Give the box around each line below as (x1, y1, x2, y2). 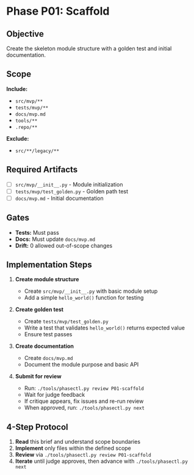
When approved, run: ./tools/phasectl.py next (24, 404, 145, 411)
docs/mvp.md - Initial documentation (15, 194, 104, 202)
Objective (6, 29, 45, 39)
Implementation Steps (6, 260, 93, 270)
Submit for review (15, 373, 62, 380)
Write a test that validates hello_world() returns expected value (24, 324, 185, 331)
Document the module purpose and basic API (24, 361, 139, 368)
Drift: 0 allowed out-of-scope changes (15, 241, 113, 249)
